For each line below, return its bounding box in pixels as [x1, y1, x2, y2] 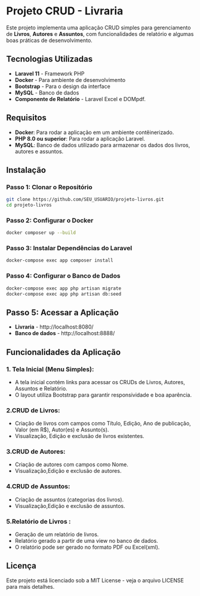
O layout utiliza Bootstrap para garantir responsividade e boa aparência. [14, 391, 192, 399]
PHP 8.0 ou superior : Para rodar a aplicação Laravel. [14, 135, 145, 142]
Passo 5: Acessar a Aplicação [6, 307, 119, 318]
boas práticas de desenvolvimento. [6, 37, 93, 44]
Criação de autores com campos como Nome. [14, 461, 128, 468]
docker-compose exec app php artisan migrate [6, 285, 121, 291]
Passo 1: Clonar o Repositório [6, 183, 93, 191]
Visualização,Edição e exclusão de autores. [14, 467, 122, 475]
